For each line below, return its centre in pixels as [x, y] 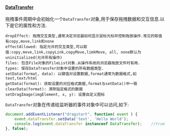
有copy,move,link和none [30, 42]
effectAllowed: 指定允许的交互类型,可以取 [46, 47]
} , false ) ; [17, 128]
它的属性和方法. [31, 25]
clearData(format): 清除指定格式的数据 [44, 89]
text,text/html [21, 78]
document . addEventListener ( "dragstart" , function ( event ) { [72, 115]
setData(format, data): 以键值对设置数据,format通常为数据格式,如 [71, 74]
